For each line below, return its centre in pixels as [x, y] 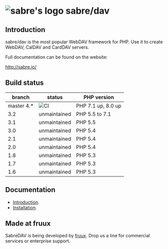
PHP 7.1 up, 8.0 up [99, 106]
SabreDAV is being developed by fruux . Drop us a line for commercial [78, 236]
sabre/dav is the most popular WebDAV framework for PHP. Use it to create [84, 42]
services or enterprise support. [38, 241]
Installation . [25, 207]
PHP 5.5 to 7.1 [94, 114]
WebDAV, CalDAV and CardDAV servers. [47, 47]
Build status [25, 83]
